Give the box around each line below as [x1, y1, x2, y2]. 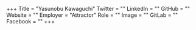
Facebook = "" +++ [6, 18, 55, 25]
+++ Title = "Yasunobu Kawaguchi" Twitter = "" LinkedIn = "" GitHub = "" [6, 5, 191, 12]
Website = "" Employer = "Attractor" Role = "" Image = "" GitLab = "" [6, 11, 178, 19]
